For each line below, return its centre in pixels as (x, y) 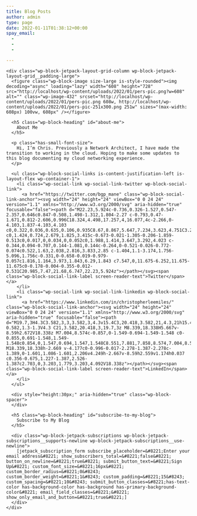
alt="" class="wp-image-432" (42, 97)
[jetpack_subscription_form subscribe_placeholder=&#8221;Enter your (103, 451)
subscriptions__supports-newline (47, 441)
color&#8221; (22, 492)
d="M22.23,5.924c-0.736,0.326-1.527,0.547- (123, 210)
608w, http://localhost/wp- (137, 102)
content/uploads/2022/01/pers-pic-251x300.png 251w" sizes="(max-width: (97, 107)
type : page (19, 22)
